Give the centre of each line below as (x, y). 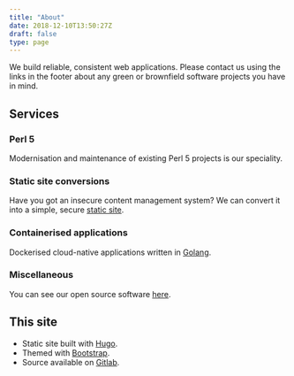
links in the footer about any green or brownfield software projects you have (147, 77)
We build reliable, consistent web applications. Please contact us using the (145, 67)
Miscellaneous (41, 275)
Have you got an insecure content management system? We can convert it (145, 201)
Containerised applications (68, 233)
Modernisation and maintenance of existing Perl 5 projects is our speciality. (146, 158)
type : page (29, 42)
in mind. (24, 86)
